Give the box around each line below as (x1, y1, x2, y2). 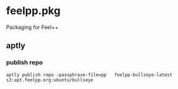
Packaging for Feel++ (6, 24, 59, 31)
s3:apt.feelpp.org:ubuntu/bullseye (6, 77, 94, 83)
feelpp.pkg (6, 4, 61, 18)
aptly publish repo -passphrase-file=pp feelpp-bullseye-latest (6, 72, 173, 78)
